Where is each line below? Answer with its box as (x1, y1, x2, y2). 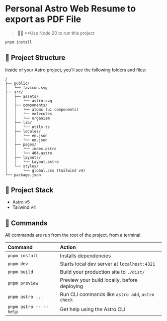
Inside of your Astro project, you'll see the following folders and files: (5, 67, 147, 73)
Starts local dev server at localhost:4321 (60, 260, 156, 267)
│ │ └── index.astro (5, 146, 57, 151)
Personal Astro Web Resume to (5, 3, 136, 14)
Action (60, 244, 76, 251)
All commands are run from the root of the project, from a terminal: (5, 232, 142, 238)
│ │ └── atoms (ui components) (5, 107, 79, 112)
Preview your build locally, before (60, 277, 138, 284)
